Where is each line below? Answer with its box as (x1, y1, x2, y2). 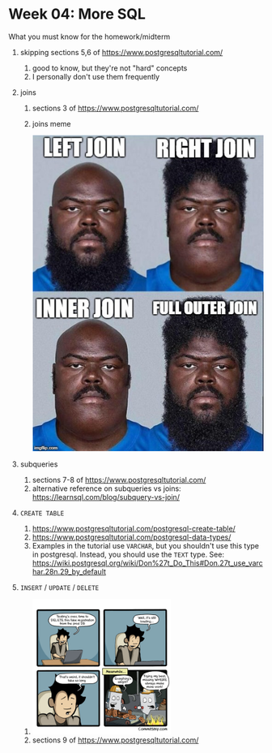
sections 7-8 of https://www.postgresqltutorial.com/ (32, 475, 206, 485)
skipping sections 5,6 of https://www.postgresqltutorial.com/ (19, 47, 223, 57)
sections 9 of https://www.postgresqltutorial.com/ (32, 735, 199, 745)
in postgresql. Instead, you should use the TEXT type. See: (32, 549, 225, 560)
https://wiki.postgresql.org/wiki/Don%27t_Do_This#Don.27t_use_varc (32, 558, 263, 568)
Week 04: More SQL (8, 5, 146, 24)
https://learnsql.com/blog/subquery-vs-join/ (32, 493, 181, 502)
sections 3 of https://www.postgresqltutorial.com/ (32, 103, 199, 113)
